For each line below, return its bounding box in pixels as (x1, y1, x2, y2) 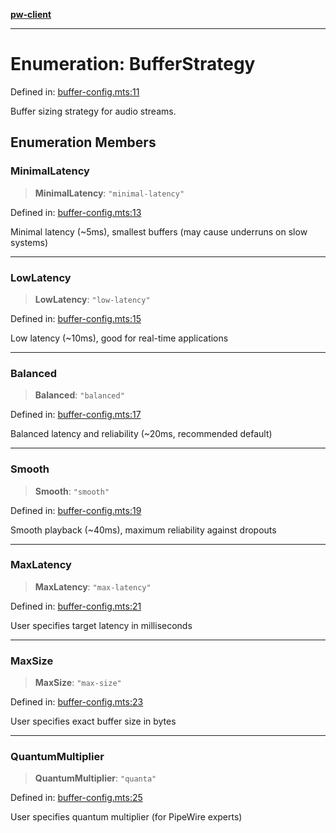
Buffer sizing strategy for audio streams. (10, 105, 177, 117)
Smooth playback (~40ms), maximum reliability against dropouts (10, 524, 277, 536)
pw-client (10, 9, 52, 20)
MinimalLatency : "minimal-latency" (34, 187, 185, 199)
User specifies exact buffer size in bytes (10, 715, 177, 728)
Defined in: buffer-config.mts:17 (10, 409, 142, 421)
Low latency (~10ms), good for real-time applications (10, 332, 229, 344)
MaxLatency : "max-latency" (34, 580, 152, 593)
